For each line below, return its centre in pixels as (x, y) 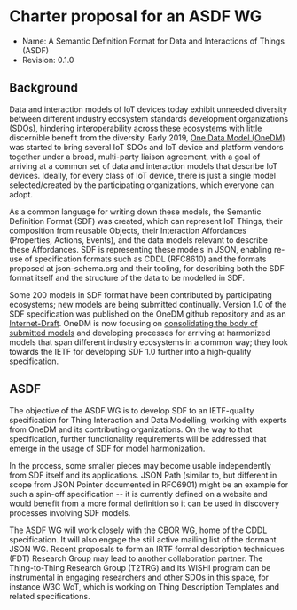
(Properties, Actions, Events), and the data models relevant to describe (139, 240)
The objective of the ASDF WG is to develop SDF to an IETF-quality (132, 410)
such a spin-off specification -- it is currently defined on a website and (138, 494)
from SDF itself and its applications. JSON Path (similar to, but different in (143, 475)
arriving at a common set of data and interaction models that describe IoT (144, 165)
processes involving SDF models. (70, 512)
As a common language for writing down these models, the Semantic (135, 212)
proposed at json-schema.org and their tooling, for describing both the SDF (147, 268)
